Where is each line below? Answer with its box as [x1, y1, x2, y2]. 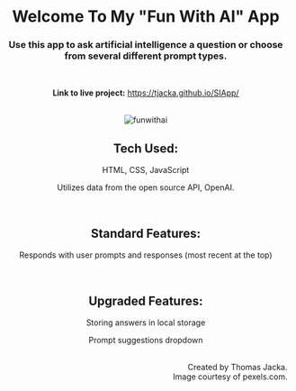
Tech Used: [112, 141, 179, 156]
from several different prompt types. [64, 50, 228, 62]
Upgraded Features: [88, 293, 203, 308]
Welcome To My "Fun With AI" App [12, 6, 280, 27]
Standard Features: [90, 225, 202, 241]
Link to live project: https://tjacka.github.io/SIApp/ [52, 87, 239, 98]
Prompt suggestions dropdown [88, 334, 203, 345]
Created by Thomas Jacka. [187, 361, 288, 372]
